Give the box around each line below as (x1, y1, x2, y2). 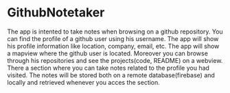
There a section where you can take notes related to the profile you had (7, 64, 209, 72)
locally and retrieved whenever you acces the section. (7, 78, 160, 86)
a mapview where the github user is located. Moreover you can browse (7, 49, 208, 57)
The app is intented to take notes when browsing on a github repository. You (7, 27, 223, 36)
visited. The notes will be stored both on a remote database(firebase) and (7, 70, 215, 79)
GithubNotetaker (7, 5, 105, 21)
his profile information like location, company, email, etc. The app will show (7, 42, 220, 50)
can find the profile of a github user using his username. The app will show (7, 34, 219, 42)
